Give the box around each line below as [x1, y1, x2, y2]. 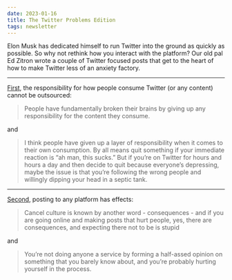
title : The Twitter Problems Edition [7, 17, 116, 24]
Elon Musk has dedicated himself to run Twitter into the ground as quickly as [7, 42, 225, 50]
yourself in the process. [23, 265, 92, 273]
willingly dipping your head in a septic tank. [23, 176, 148, 184]
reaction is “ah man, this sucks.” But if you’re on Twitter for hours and [23, 153, 222, 162]
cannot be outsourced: [7, 91, 72, 100]
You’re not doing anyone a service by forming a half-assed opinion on [23, 250, 223, 259]
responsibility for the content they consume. [23, 112, 151, 120]
